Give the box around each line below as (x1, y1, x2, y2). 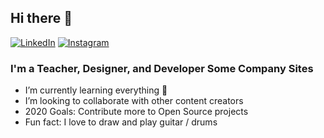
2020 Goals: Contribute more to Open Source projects (24, 106, 249, 118)
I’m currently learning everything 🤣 (24, 84, 168, 96)
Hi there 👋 (10, 10, 73, 27)
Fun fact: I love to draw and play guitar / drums (24, 116, 218, 128)
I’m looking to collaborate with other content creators (24, 95, 244, 107)
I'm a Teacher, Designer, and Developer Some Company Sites (10, 61, 314, 75)
